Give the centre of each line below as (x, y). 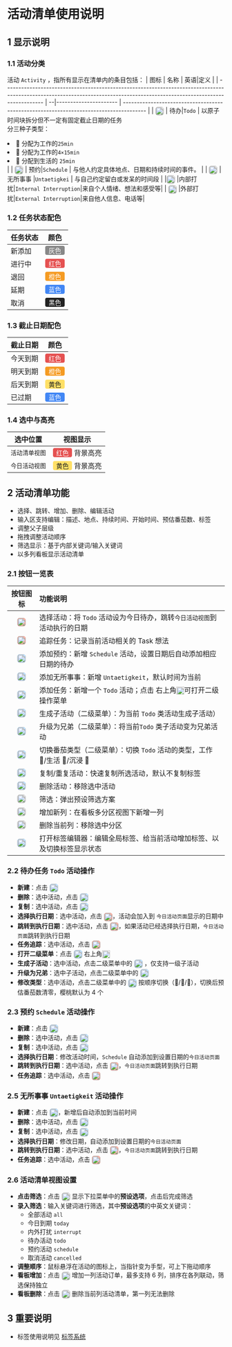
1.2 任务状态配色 (34, 218)
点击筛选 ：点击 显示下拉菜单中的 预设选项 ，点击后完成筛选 (105, 1197)
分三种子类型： (28, 129)
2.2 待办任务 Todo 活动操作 (51, 871)
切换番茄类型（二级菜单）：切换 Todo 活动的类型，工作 (126, 750)
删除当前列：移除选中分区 (81, 825)
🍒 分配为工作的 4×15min (48, 152)
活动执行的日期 (64, 628)
